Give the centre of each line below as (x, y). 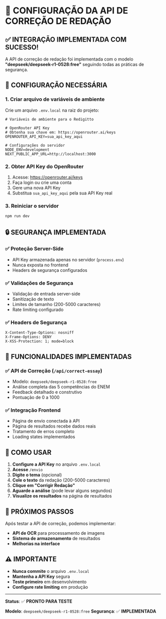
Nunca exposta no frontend (40, 265)
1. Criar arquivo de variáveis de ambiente (55, 99)
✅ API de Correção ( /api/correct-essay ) (54, 371)
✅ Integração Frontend (33, 410)
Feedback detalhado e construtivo (47, 392)
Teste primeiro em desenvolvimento (49, 582)
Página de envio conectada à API (46, 421)
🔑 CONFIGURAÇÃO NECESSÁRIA (56, 85)
